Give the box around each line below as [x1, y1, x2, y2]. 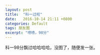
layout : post [5, 7, 32, 12]
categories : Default [5, 21, 48, 26]
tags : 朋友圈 [5, 26, 30, 31]
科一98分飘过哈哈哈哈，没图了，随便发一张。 [5, 45, 98, 50]
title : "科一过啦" [5, 12, 43, 17]
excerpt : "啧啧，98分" [5, 30, 49, 35]
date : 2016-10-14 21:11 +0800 [5, 16, 72, 21]
